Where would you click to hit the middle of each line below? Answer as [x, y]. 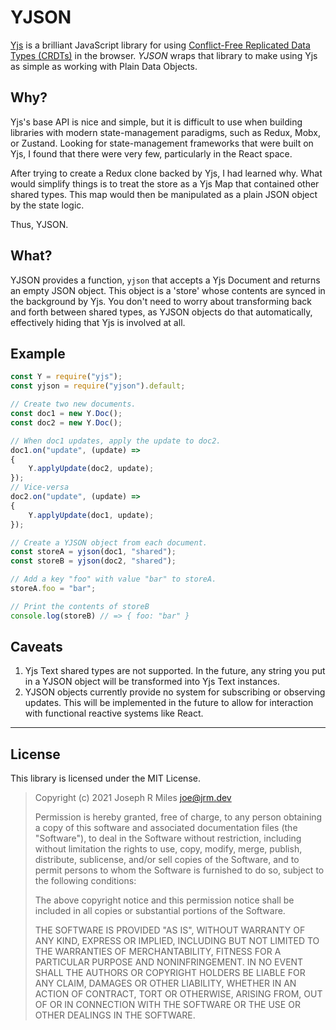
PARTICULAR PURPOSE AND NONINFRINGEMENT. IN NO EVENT [169, 962]
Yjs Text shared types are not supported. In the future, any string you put [175, 671]
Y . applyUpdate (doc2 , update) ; [91, 469]
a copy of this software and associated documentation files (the [166, 828]
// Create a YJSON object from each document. [109, 542]
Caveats [36, 647]
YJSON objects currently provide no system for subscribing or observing [175, 692]
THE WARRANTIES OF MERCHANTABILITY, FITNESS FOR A [158, 952]
